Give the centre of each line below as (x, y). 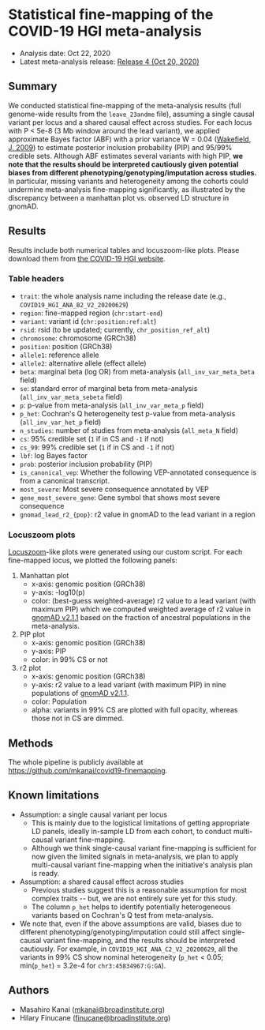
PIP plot (32, 634)
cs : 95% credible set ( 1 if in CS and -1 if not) (91, 438)
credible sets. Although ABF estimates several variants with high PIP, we (125, 156)
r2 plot (30, 668)
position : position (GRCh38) (66, 346)
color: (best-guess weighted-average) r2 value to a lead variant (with (144, 601)
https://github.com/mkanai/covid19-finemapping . (88, 770)
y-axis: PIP (49, 651)
